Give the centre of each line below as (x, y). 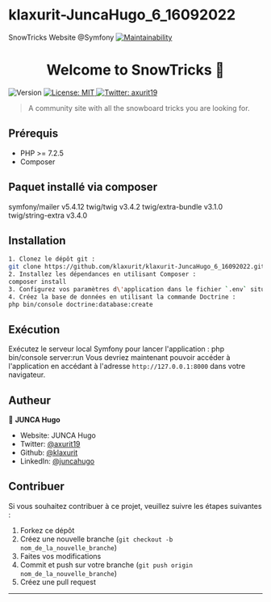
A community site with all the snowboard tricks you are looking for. (139, 108)
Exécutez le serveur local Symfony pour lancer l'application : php (116, 349)
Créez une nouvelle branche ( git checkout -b (96, 539)
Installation (37, 240)
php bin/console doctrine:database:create (81, 304)
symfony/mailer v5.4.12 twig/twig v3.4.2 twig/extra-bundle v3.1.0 (116, 206)
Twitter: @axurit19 (50, 444)
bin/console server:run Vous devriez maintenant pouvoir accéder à (119, 358)
